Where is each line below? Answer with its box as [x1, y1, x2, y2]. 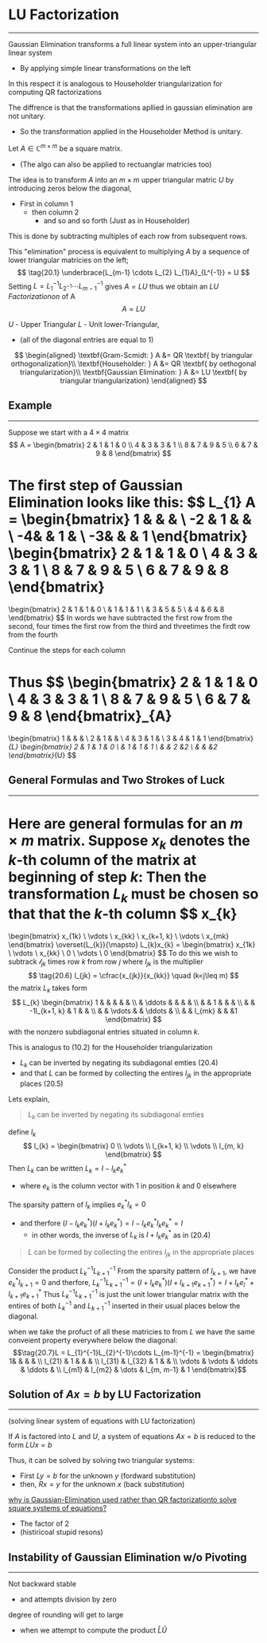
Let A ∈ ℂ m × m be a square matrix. [8, 142, 123, 153]
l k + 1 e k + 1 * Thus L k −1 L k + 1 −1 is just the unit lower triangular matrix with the [8, 1287, 249, 1301]
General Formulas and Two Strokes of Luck [8, 773, 225, 787]
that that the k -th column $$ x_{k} [8, 905, 238, 922]
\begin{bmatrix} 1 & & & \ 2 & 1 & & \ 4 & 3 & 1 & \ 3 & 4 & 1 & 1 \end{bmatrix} [8, 733, 254, 743]
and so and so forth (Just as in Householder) [43, 215, 191, 225]
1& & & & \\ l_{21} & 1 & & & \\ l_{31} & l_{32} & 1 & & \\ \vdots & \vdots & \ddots [9, 1356, 258, 1366]
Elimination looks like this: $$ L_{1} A [8, 493, 256, 512]
